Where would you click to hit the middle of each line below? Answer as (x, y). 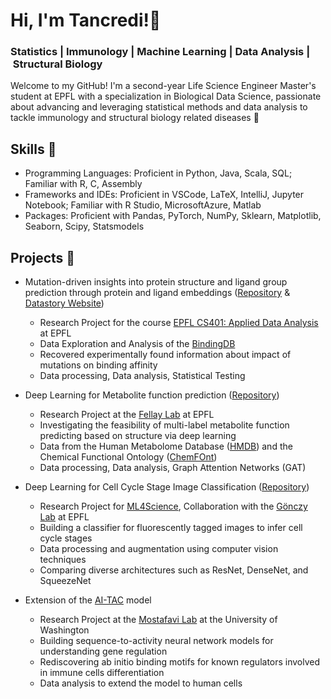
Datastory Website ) (64, 303)
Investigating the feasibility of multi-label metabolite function (164, 425)
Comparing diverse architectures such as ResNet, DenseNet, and (174, 570)
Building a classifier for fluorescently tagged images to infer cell (171, 528)
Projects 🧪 (43, 257)
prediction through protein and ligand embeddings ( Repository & (157, 293)
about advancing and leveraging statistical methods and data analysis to (159, 107)
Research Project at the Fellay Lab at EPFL (127, 415)
